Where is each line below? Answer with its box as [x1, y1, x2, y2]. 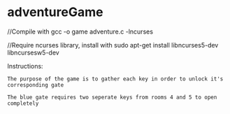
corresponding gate [7, 81, 64, 88]
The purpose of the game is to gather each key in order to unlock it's [7, 75, 224, 83]
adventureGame [7, 4, 103, 20]
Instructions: [7, 62, 43, 70]
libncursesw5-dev [7, 48, 59, 57]
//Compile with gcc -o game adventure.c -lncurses [7, 27, 154, 36]
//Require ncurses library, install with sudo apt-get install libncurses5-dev [7, 41, 219, 49]
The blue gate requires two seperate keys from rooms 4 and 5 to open [7, 94, 217, 101]
